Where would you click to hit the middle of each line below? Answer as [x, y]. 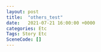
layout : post [23, 12]
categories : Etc [26, 28]
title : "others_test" [35, 17]
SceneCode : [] [24, 39]
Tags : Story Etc [26, 34]
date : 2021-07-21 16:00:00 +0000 [51, 23]
